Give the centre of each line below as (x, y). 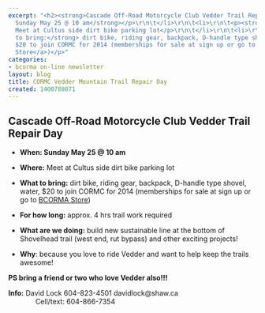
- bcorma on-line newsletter (56, 67)
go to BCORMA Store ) (55, 200)
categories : (28, 60)
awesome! (36, 262)
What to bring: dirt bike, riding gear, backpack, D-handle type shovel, (133, 183)
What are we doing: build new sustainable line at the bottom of (122, 231)
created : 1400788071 (42, 89)
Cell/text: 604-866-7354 (75, 302)
